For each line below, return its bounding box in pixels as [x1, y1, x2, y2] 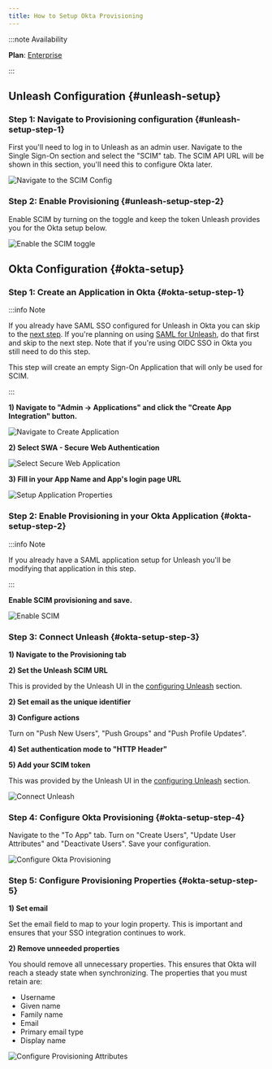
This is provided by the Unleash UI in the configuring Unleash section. [8, 681, 243, 691]
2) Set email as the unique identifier [8, 696, 132, 706]
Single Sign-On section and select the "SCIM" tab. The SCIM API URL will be [8, 151, 265, 161]
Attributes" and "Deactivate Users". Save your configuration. [8, 839, 211, 849]
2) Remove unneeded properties [8, 944, 120, 953]
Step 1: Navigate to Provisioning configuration [8, 113, 193, 124]
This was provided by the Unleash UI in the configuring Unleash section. [8, 775, 251, 785]
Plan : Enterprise [8, 50, 63, 59]
